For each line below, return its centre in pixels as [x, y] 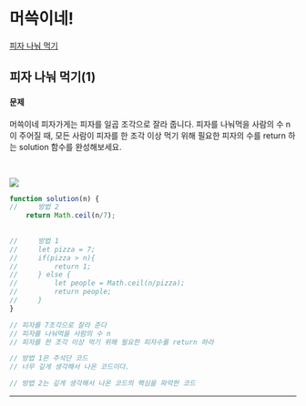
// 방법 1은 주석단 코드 [49, 359]
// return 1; [51, 266]
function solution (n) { [55, 198]
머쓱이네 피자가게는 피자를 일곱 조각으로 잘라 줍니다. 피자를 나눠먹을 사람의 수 [147, 124]
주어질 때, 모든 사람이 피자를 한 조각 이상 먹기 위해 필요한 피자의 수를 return [153, 135]
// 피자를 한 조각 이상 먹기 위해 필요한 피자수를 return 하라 [112, 342]
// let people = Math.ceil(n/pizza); [97, 283]
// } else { [40, 275]
